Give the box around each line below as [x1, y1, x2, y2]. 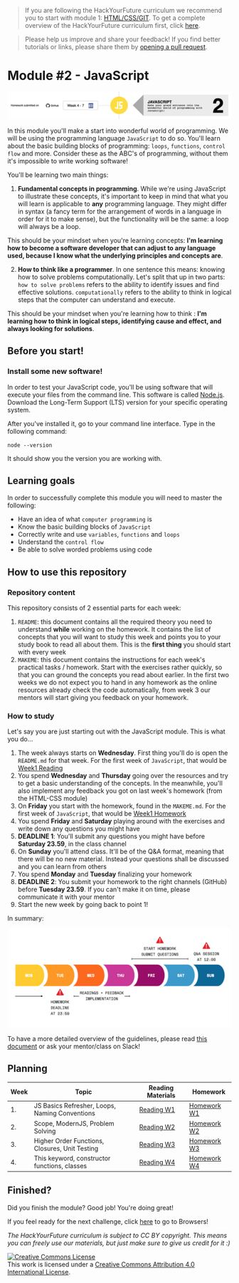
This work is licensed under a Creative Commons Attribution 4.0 [7, 1259, 196, 1269]
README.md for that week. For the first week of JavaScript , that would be [17, 756, 227, 765]
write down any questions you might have [17, 824, 141, 833]
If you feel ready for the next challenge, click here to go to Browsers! [7, 1217, 208, 1226]
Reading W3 [139, 1140, 176, 1149]
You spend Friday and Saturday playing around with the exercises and [17, 817, 225, 826]
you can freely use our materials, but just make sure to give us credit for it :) [7, 1238, 230, 1247]
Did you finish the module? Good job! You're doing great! [7, 1203, 174, 1212]
